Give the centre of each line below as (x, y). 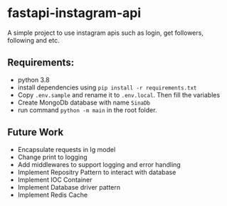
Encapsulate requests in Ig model (67, 149)
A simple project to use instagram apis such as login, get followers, (106, 33)
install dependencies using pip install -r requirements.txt (107, 87)
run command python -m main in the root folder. (87, 110)
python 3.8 (33, 80)
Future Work (36, 132)
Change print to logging (52, 157)
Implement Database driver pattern (69, 187)
